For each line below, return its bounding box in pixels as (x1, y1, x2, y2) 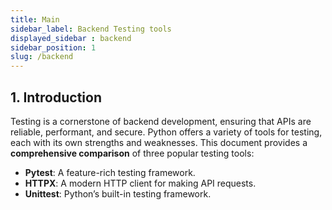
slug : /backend (10, 52, 74, 62)
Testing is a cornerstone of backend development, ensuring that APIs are (10, 115, 312, 127)
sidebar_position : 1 (10, 42, 97, 53)
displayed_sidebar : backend (10, 33, 132, 43)
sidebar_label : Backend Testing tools (10, 24, 172, 34)
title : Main (10, 14, 60, 25)
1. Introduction (10, 89, 102, 106)
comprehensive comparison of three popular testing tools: (10, 147, 255, 159)
